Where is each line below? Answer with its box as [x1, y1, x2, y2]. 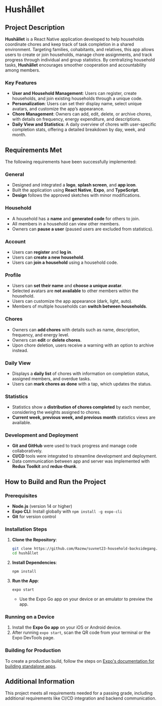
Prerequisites [5, 492, 37, 499]
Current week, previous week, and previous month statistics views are [12, 414, 156, 420]
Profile [5, 272, 21, 279]
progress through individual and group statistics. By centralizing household [5, 57, 155, 62]
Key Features [5, 79, 37, 86]
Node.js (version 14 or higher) [12, 503, 73, 509]
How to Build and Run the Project [5, 478, 106, 486]
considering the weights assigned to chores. [12, 409, 101, 415]
